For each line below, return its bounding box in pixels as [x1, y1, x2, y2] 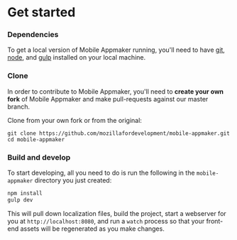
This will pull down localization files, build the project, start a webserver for [7, 209, 227, 217]
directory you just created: [34, 176, 112, 185]
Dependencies [7, 30, 59, 40]
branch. [7, 102, 31, 111]
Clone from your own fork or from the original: [7, 116, 142, 124]
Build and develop [7, 152, 71, 162]
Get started [7, 4, 76, 21]
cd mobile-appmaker [7, 136, 65, 143]
